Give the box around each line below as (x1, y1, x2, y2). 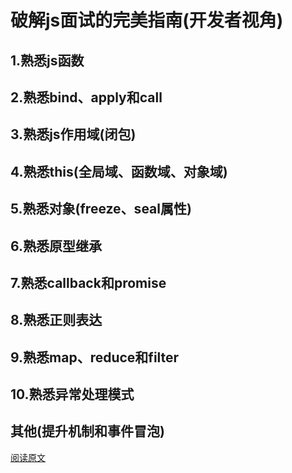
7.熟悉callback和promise (10, 274, 167, 291)
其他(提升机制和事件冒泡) (10, 423, 165, 440)
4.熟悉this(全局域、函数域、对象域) (10, 163, 228, 180)
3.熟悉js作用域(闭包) (10, 126, 137, 143)
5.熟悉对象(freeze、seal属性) (10, 201, 192, 218)
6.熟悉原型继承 (10, 237, 103, 255)
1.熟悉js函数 (10, 52, 85, 69)
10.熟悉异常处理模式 (10, 386, 135, 403)
